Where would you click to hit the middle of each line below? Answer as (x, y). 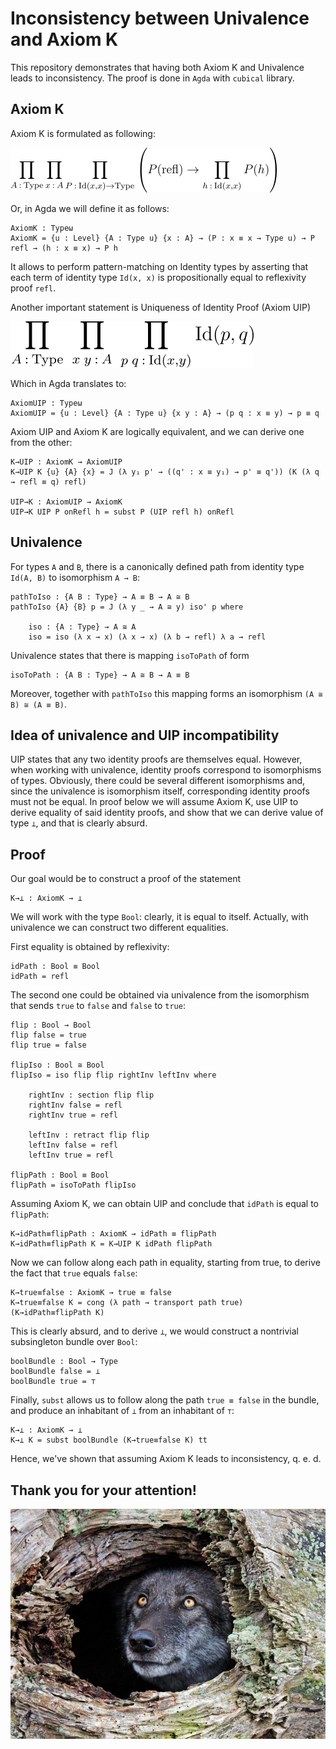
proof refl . (33, 288)
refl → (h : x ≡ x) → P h (64, 248)
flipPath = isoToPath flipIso (73, 1185)
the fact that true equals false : (74, 1273)
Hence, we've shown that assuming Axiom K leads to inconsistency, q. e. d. (166, 1459)
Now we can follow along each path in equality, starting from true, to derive (165, 1263)
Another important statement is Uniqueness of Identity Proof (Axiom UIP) (161, 307)
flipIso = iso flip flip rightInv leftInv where (113, 1075)
